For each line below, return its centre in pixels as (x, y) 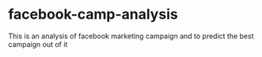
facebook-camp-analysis (93, 14)
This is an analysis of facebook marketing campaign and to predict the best (131, 36)
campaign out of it (38, 44)
